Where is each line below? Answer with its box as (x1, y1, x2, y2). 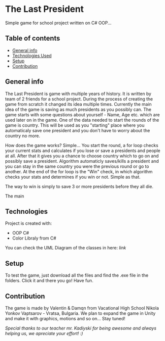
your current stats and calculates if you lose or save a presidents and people (5, 147, 161, 153)
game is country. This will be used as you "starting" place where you (5, 122, 145, 128)
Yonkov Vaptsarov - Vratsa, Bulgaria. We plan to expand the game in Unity (5, 310, 156, 316)
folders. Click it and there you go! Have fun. (5, 278, 94, 284)
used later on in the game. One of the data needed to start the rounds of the (5, 117, 159, 123)
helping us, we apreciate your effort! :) (5, 331, 83, 336)
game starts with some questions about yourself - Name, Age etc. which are (5, 111, 160, 117)
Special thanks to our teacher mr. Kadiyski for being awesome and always (5, 325, 157, 331)
